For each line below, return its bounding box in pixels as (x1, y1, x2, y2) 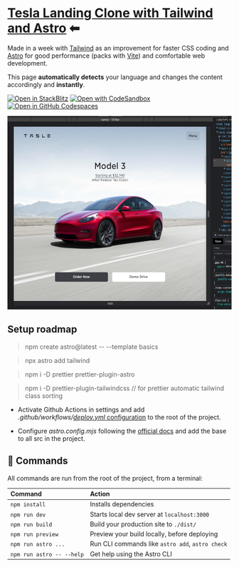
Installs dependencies (90, 500, 154, 509)
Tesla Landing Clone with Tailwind (7, 5, 213, 21)
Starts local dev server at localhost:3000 (90, 510, 210, 519)
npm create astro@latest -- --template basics (24, 342, 159, 351)
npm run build (10, 521, 53, 528)
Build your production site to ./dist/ (90, 519, 197, 528)
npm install (10, 501, 46, 509)
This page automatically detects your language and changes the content (7, 73, 223, 81)
